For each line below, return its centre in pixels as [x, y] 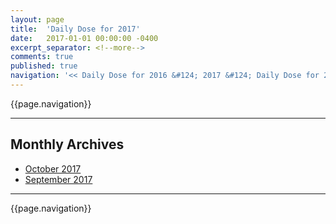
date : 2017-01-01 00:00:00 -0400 [84, 38]
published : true [44, 66]
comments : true [42, 57]
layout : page [37, 19]
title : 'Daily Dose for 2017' [75, 29]
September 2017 [58, 179]
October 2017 [53, 168]
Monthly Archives [67, 144]
